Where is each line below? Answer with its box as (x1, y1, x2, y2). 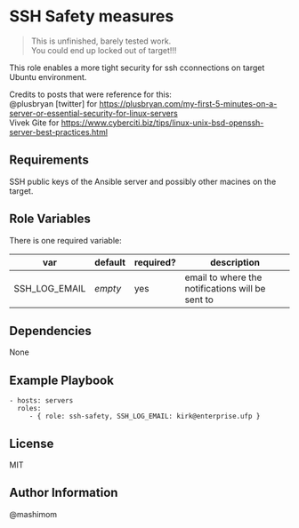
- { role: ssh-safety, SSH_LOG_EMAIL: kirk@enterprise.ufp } (28, 412, 261, 421)
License (9, 436, 54, 451)
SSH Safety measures (9, 6, 174, 27)
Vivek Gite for (9, 117, 60, 128)
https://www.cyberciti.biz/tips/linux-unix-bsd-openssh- (61, 117, 264, 128)
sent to (184, 293, 214, 306)
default (94, 256, 126, 268)
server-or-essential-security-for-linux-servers (9, 108, 178, 118)
